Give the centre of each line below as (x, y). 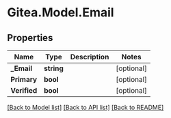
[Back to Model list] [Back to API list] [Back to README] (85, 107)
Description (90, 57)
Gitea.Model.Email (61, 13)
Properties (30, 38)
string (53, 68)
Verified (24, 90)
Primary (24, 79)
